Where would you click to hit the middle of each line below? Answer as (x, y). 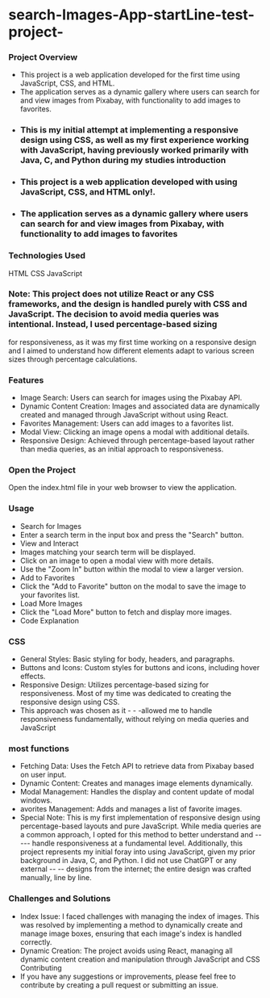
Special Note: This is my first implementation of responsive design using (140, 818)
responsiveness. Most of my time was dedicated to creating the (126, 694)
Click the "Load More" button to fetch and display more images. (126, 612)
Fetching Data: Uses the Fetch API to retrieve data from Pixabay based (137, 766)
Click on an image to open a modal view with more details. (117, 560)
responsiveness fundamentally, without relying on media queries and (135, 719)
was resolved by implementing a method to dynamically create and (131, 925)
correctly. (36, 941)
